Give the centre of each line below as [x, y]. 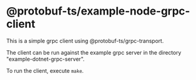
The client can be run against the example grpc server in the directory [94, 52]
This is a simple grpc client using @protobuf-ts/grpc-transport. [85, 41]
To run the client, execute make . [45, 70]
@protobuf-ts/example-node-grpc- [98, 11]
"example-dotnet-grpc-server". [46, 59]
